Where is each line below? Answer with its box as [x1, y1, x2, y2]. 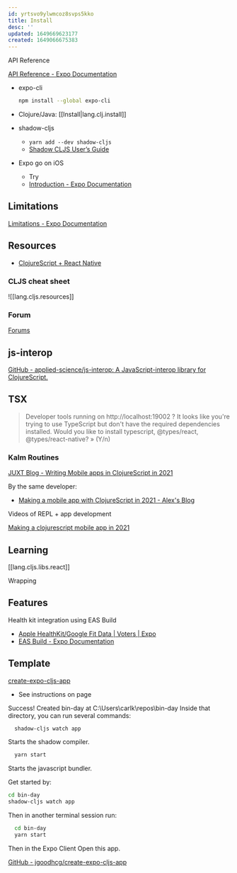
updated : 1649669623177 [8, 30, 79, 38]
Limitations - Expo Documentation [8, 219, 108, 227]
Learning [8, 544, 49, 556]
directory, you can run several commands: [8, 711, 132, 719]
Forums [8, 326, 30, 335]
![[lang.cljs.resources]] [8, 292, 74, 301]
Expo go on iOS [18, 159, 64, 167]
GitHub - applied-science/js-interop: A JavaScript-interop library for [8, 365, 207, 374]
